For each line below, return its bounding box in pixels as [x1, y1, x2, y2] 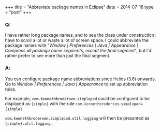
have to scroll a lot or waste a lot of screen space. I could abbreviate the [5, 37, 149, 43]
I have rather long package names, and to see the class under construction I [5, 32, 157, 38]
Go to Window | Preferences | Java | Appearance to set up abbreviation [5, 81, 148, 87]
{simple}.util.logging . [5, 120, 52, 126]
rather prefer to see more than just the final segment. [5, 53, 111, 58]
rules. [5, 86, 16, 92]
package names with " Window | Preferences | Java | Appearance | [5, 43, 139, 48]
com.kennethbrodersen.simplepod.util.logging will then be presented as [5, 115, 150, 121]
